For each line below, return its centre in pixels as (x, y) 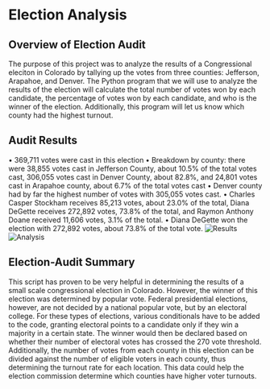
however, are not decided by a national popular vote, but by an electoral (128, 307)
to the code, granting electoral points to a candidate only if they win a (124, 325)
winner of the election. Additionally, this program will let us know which (126, 107)
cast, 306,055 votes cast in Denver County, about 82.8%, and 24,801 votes (133, 177)
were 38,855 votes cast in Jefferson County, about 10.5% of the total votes (133, 168)
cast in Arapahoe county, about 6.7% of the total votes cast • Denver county (135, 185)
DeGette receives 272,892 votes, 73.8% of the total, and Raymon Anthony (131, 211)
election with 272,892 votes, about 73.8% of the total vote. (106, 228)
